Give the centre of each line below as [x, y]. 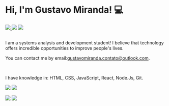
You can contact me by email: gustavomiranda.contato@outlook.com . [78, 58]
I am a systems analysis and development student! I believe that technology [84, 43]
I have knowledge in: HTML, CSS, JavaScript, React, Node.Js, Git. [74, 78]
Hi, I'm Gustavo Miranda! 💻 [64, 10]
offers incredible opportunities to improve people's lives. [64, 48]
